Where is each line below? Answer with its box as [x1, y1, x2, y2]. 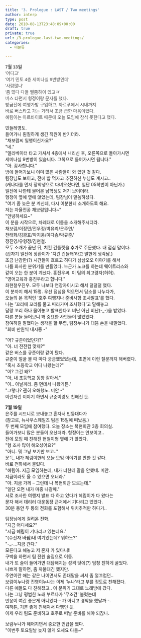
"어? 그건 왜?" [5, 368, 33, 374]
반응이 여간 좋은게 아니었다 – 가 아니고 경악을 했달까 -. [5, 597, 111, 603]
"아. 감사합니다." [5, 162, 38, 169]
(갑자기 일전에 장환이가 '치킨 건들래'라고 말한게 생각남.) [5, 250, 113, 257]
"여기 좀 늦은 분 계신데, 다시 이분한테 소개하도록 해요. [5, 200, 109, 206]
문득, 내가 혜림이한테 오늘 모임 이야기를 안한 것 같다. [5, 454, 107, 461]
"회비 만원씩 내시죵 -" [5, 326, 48, 332]
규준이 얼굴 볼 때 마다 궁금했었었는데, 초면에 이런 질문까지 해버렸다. [5, 356, 136, 362]
